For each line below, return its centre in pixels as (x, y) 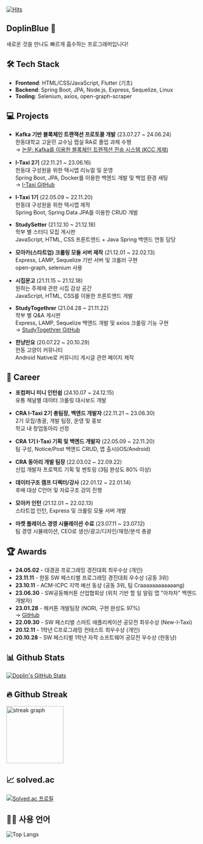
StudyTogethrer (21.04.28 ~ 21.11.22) (62, 308)
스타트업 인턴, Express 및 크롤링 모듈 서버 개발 (71, 511)
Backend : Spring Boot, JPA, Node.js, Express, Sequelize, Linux (94, 90)
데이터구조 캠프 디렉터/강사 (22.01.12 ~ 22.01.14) (73, 483)
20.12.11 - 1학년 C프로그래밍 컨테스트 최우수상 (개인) (77, 630)
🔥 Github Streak (37, 695)
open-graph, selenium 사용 (49, 268)
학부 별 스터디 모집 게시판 (45, 232)
